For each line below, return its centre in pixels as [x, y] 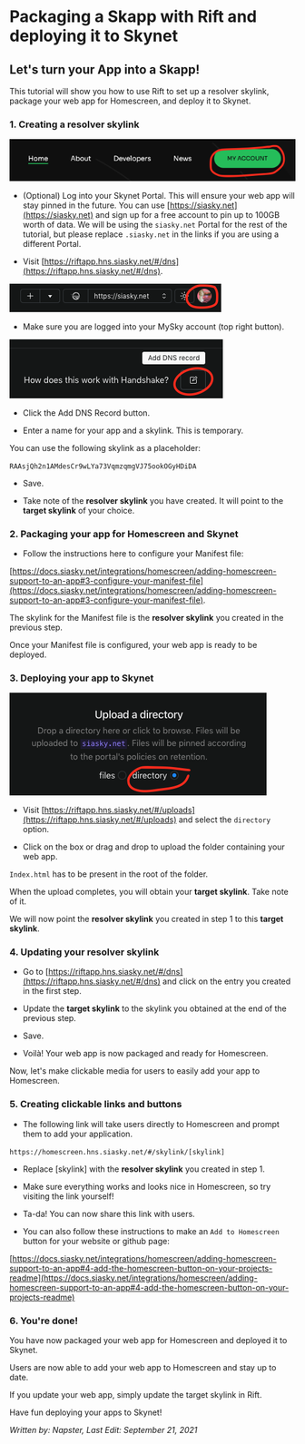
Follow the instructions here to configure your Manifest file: [133, 553]
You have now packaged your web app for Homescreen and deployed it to [148, 1341]
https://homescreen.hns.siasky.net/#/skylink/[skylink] [117, 1152]
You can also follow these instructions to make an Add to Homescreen [151, 1231]
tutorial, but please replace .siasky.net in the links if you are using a [151, 234]
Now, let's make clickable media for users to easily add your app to [135, 1071]
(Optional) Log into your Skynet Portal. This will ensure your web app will [158, 195]
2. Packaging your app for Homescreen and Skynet [124, 534]
